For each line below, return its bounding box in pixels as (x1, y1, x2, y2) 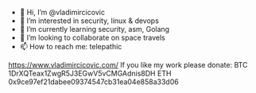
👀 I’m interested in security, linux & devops (19, 16, 159, 25)
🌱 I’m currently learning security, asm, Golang (19, 25, 169, 33)
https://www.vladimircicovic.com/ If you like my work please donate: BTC (8, 60, 248, 69)
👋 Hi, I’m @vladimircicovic (19, 8, 106, 17)
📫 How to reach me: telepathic (19, 42, 122, 51)
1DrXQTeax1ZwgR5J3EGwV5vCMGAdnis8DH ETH (8, 68, 172, 78)
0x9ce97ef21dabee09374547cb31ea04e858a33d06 (8, 77, 179, 87)
